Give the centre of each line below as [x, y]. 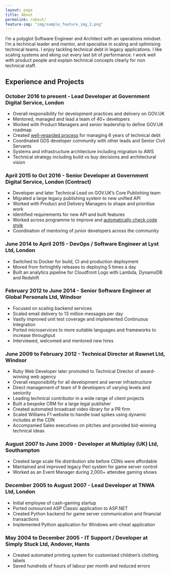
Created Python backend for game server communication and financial [87, 513]
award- [148, 371]
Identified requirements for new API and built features [69, 215]
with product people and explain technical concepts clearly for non [75, 60]
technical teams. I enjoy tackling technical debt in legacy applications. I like [84, 49]
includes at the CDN [33, 420]
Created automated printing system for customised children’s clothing [86, 555]
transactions [26, 519]
